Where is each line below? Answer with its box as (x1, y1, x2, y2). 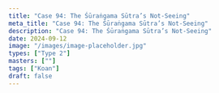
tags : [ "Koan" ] (8, 65, 60, 73)
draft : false (8, 72, 53, 80)
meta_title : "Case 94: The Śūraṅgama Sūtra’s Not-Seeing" (8, 19, 208, 27)
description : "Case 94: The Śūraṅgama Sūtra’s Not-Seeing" (8, 27, 213, 35)
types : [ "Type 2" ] (8, 49, 71, 57)
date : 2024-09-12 (8, 34, 67, 43)
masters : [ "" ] (8, 57, 57, 66)
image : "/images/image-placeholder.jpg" (8, 42, 148, 50)
